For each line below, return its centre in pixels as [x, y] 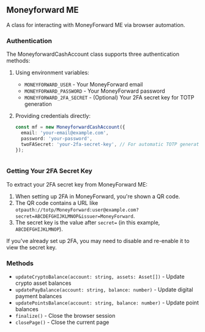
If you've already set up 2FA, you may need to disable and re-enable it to [98, 241]
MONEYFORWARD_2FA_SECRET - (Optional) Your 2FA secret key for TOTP [109, 98]
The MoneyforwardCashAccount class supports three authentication [93, 54]
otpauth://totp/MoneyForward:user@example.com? [77, 210]
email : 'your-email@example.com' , [65, 133]
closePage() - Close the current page [62, 322]
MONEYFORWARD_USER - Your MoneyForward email [84, 85]
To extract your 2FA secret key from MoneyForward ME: [77, 184]
